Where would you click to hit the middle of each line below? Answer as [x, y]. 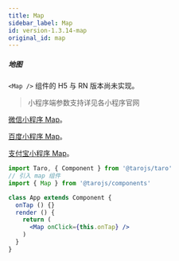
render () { [35, 212]
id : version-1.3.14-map [48, 30]
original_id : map [37, 38]
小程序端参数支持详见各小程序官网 [84, 103]
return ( [37, 220]
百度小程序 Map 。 [38, 137]
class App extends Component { [60, 197]
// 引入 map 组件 [35, 176]
